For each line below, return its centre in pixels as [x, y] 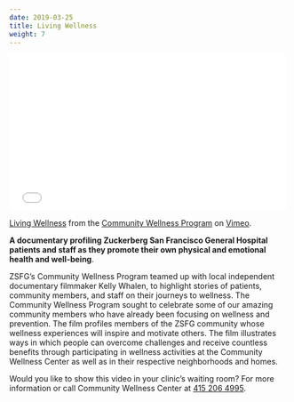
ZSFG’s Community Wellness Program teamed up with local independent [142, 277]
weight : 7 [28, 34]
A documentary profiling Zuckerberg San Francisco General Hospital [139, 240]
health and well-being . [52, 260]
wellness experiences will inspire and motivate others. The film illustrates [143, 334]
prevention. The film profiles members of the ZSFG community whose [137, 324]
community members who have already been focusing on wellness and [139, 314]
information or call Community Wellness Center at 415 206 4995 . [128, 389]
